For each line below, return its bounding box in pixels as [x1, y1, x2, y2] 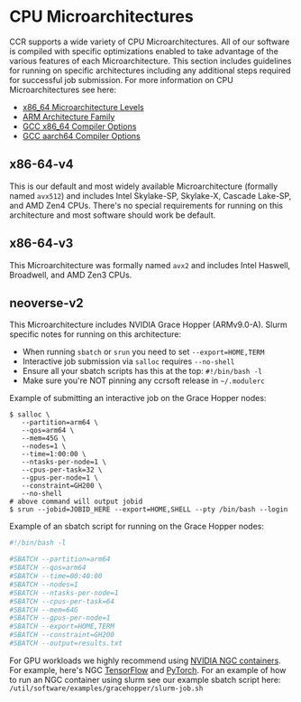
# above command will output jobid [9, 497, 143, 507]
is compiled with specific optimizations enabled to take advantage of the [9, 45, 279, 56]
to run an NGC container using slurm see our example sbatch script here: [9, 674, 281, 685]
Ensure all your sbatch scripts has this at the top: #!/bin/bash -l [22, 366, 263, 377]
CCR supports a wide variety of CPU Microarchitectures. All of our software [9, 36, 290, 47]
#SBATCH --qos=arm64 [9, 563, 87, 573]
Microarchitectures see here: [9, 84, 117, 95]
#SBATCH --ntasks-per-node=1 [9, 588, 119, 597]
